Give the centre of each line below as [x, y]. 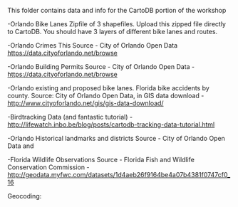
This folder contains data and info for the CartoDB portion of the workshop [117, 10]
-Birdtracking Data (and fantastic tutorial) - [70, 117]
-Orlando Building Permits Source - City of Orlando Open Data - [101, 67]
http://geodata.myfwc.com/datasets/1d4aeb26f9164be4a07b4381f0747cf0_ [119, 175]
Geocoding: [25, 196]
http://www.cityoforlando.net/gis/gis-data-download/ [86, 103]
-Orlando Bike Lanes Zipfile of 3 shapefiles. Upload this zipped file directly [117, 24]
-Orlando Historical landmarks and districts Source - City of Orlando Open [117, 138]
